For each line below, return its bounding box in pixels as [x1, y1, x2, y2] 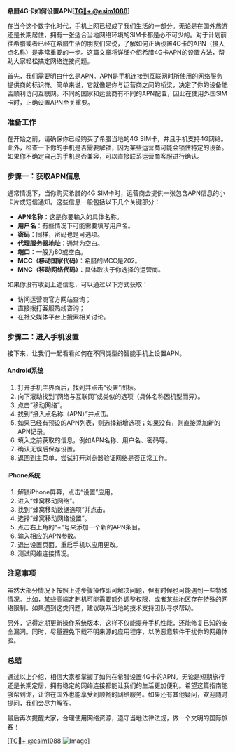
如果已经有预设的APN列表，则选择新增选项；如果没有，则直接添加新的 [17, 418, 220, 427]
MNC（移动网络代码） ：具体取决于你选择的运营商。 [17, 265, 164, 273]
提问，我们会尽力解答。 [7, 699, 75, 707]
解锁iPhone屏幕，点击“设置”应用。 [17, 488, 117, 496]
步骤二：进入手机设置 [7, 331, 79, 341]
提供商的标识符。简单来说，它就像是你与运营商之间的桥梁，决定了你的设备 [7, 81, 222, 88]
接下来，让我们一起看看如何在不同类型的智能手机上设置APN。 [7, 349, 186, 357]
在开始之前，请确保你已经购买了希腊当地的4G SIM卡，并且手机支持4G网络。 [7, 135, 227, 143]
